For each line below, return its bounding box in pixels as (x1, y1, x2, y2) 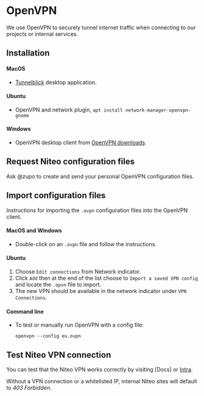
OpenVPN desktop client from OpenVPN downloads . (15, 138, 147, 146)
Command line (6, 308, 44, 315)
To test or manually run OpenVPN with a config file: (15, 321, 144, 329)
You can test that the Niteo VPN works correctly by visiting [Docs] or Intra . (6, 366, 193, 373)
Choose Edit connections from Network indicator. (15, 267, 141, 275)
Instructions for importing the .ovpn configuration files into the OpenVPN (6, 207, 188, 214)
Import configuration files (6, 190, 106, 201)
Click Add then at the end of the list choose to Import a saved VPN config (15, 274, 198, 281)
